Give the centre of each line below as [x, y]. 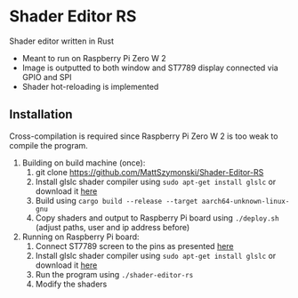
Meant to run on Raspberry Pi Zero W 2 [94, 58]
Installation [41, 114]
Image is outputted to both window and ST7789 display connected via [150, 68]
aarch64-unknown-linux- [246, 201]
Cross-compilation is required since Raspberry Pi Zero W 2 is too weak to [144, 136]
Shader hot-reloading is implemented [90, 86]
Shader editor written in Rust [61, 41]
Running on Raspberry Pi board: [81, 237]
